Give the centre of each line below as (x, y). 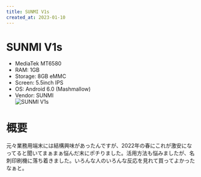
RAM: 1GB (27, 70)
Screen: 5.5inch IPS (39, 83)
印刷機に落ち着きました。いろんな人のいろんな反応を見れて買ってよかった (103, 161)
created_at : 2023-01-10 (36, 17)
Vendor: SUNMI (34, 95)
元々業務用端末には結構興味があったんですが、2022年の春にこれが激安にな (99, 146)
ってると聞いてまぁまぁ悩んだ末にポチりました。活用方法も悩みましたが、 (98, 153)
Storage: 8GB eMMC (40, 76)
